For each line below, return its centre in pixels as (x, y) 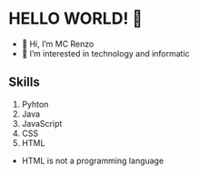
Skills (24, 82)
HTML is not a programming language (93, 160)
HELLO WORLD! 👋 (75, 19)
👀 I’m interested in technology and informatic (105, 53)
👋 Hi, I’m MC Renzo (58, 44)
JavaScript (42, 123)
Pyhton (35, 104)
